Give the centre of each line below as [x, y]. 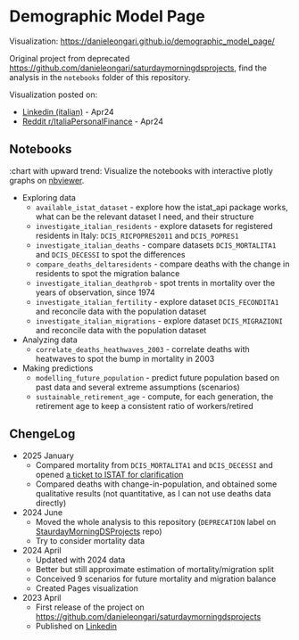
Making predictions [58, 368]
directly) [51, 503]
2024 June [42, 512]
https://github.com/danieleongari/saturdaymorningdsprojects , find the [138, 68]
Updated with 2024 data [80, 560]
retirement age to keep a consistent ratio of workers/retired [144, 406]
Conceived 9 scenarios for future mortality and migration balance [156, 578]
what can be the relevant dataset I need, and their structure [145, 217]
